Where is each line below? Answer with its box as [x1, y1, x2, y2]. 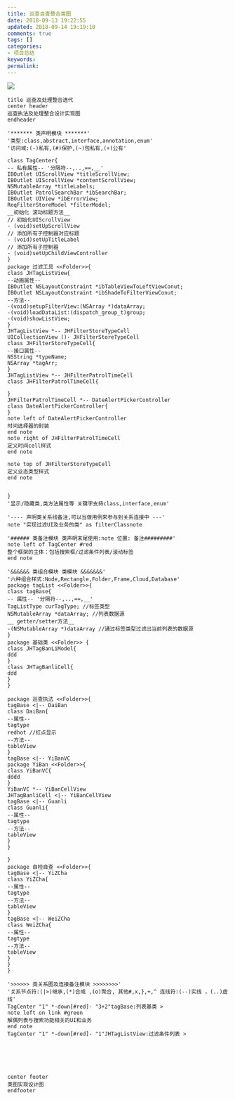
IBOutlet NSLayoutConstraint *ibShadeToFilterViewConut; [7, 289, 177, 296]
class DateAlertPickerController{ [7, 402, 109, 410]
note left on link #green [7, 1009, 83, 1016]
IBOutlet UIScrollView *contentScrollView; [7, 176, 137, 183]
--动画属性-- [7, 277, 41, 284]
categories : [7, 43, 42, 50]
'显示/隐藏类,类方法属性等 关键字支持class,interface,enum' [7, 500, 170, 507]
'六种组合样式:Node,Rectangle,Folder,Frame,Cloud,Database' [7, 576, 180, 583]
